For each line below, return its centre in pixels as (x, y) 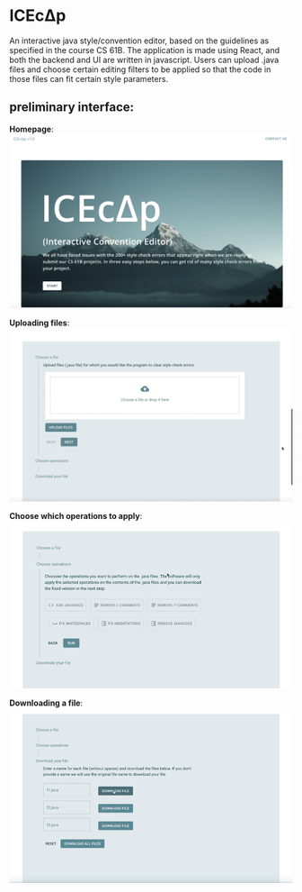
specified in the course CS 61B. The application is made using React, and (145, 50)
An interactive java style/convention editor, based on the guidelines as (139, 41)
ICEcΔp (38, 16)
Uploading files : (40, 323)
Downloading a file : (46, 703)
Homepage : (31, 129)
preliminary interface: (72, 108)
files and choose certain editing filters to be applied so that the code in (140, 69)
